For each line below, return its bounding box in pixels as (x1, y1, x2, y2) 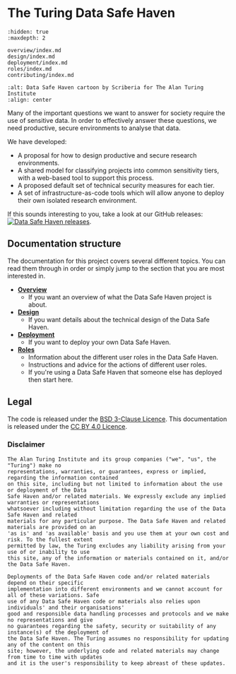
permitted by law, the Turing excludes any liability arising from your (7, 542, 226, 549)
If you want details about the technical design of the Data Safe (28, 315, 210, 324)
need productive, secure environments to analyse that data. (7, 124, 182, 132)
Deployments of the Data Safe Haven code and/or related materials (7, 573, 211, 580)
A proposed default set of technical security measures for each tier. (17, 181, 216, 189)
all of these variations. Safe (7, 591, 100, 598)
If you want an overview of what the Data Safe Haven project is (28, 292, 212, 301)
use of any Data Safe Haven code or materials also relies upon (7, 598, 201, 605)
